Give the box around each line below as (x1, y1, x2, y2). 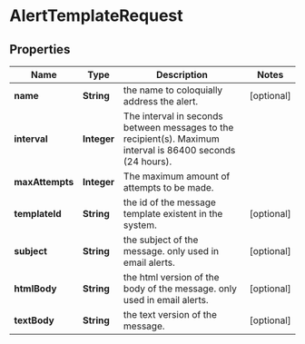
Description (155, 69, 209, 81)
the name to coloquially (123, 84, 223, 96)
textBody (14, 314, 54, 327)
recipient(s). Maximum (123, 133, 220, 145)
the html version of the (123, 271, 220, 283)
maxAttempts (14, 176, 74, 188)
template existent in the (123, 208, 223, 220)
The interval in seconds (123, 110, 224, 123)
